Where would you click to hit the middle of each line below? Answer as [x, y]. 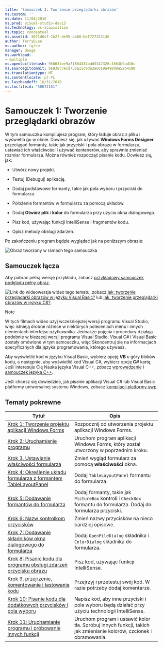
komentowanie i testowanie [39, 585]
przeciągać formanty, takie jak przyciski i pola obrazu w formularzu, [73, 145]
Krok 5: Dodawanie [29, 498]
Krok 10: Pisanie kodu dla [37, 599]
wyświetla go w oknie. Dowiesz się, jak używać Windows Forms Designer [80, 140]
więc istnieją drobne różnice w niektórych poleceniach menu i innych [74, 326]
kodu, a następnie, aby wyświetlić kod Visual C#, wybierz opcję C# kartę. [78, 362]
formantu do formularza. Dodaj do [113, 505]
